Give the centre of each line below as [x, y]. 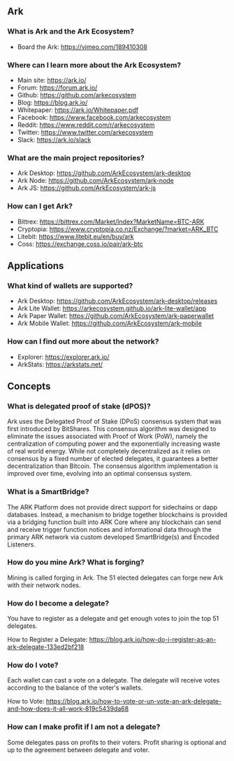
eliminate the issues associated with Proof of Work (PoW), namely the [108, 437]
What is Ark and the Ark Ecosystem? [71, 32]
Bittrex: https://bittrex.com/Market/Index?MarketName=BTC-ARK [111, 221]
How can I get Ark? [40, 206]
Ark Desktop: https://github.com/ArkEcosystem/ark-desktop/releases [117, 301]
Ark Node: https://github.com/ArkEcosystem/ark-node [96, 181]
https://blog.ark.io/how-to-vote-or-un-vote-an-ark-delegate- [134, 701]
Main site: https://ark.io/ [52, 80]
